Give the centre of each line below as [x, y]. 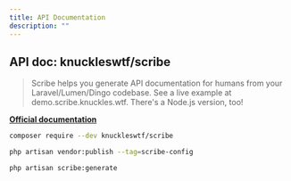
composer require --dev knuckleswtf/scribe [91, 136]
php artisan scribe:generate [63, 169]
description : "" [39, 26]
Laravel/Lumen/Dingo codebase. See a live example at [131, 93]
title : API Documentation [57, 17]
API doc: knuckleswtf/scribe [90, 62]
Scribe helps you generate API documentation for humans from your [157, 83]
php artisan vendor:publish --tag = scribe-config [101, 152]
